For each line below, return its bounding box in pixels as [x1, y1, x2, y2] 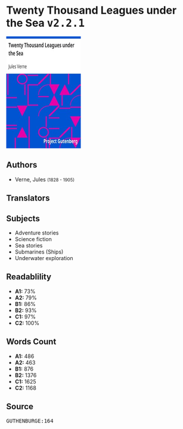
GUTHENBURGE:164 [6, 418, 54, 424]
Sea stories [14, 242, 43, 249]
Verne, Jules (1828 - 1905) [14, 175, 75, 183]
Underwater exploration [14, 254, 73, 261]
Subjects [6, 213, 40, 224]
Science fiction [14, 235, 52, 242]
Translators [6, 193, 50, 203]
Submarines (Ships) [14, 248, 64, 255]
